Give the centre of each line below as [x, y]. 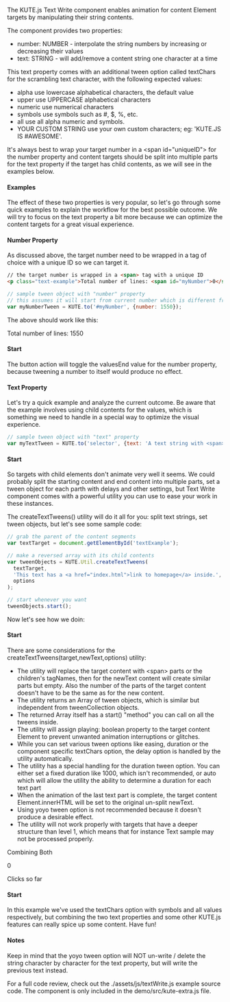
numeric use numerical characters [65, 107]
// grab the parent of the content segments [72, 537]
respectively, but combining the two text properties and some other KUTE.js [114, 917]
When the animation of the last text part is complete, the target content [117, 795]
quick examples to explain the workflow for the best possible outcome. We [112, 210]
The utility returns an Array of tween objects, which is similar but [108, 700]
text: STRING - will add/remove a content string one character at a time [117, 58]
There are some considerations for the [61, 650]
